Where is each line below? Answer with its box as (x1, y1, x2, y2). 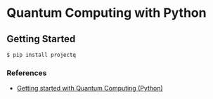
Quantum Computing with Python (6, 5, 207, 21)
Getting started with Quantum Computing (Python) (16, 84, 163, 93)
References (6, 68, 47, 78)
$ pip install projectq (6, 51, 77, 58)
